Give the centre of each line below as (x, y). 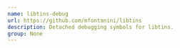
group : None (25, 34)
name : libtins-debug (38, 14)
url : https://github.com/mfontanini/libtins (75, 20)
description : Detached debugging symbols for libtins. (91, 27)
